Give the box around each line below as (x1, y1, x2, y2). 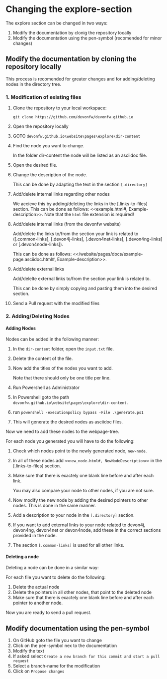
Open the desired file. (12, 162, 58, 168)
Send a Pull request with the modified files (12, 301, 100, 307)
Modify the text (12, 648, 44, 654)
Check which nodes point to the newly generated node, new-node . (12, 448, 147, 454)
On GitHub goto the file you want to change (12, 638, 102, 644)
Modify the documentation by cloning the (5, 55, 137, 63)
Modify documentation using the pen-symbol (5, 624, 150, 633)
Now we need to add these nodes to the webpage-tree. (5, 428, 119, 435)
